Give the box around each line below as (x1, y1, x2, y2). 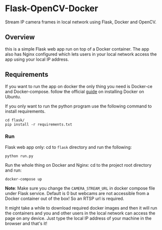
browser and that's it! (5, 220, 47, 226)
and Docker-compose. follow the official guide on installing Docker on (5, 88, 144, 94)
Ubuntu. (5, 93, 21, 100)
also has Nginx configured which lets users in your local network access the (5, 51, 157, 57)
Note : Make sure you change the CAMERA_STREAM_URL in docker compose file (5, 185, 155, 191)
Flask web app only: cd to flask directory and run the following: (5, 144, 132, 150)
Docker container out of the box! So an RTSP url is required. (5, 195, 124, 201)
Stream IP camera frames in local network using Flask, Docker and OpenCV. (5, 19, 157, 25)
